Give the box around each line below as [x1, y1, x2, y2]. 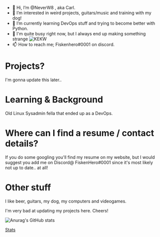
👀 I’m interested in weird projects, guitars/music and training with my [12, 10, 152, 16]
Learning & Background [5, 94, 103, 105]
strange [12, 36, 28, 42]
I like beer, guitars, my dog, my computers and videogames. [5, 198, 127, 204]
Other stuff [5, 182, 51, 193]
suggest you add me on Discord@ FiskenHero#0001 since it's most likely [5, 159, 154, 165]
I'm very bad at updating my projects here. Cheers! [5, 207, 109, 213]
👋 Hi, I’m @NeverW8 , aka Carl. [12, 5, 75, 10]
